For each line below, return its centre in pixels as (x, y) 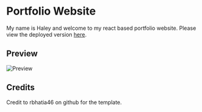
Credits (21, 87)
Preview (22, 54)
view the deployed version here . (47, 34)
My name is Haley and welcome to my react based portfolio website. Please (101, 28)
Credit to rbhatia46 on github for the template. (64, 102)
